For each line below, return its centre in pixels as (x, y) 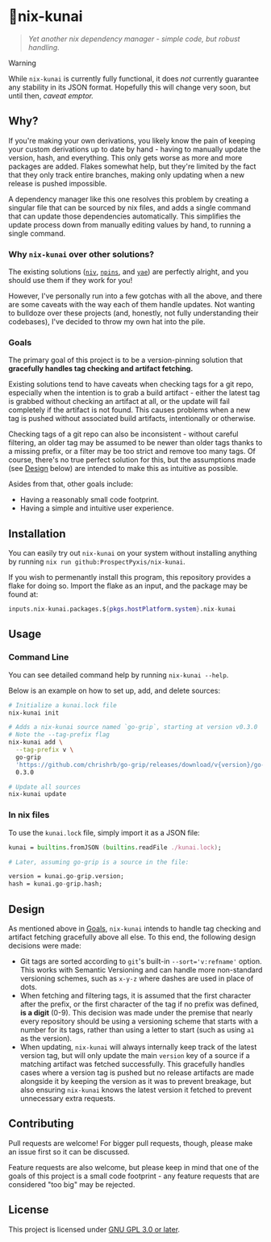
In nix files (29, 815)
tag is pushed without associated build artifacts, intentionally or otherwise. (132, 419)
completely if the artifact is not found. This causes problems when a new (129, 410)
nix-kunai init (34, 713)
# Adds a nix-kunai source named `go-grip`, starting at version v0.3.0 (133, 727)
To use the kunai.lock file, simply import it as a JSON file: (104, 832)
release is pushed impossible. (58, 183)
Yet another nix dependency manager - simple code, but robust (134, 39)
